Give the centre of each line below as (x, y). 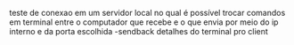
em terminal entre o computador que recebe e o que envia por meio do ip (144, 22)
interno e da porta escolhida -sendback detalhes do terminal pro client (139, 31)
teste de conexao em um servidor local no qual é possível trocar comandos (147, 13)
